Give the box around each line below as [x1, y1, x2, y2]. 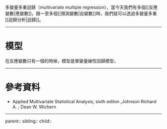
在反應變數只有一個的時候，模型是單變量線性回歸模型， [5, 58, 118, 64]
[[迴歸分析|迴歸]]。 [5, 17, 44, 22]
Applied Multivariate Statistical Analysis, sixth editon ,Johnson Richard [12, 98, 157, 104]
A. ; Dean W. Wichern [12, 104, 56, 110]
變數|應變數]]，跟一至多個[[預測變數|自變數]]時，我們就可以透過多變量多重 [5, 10, 157, 16]
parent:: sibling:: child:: [5, 118, 52, 124]
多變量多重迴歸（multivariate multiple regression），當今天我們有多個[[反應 [5, 4, 158, 10]
